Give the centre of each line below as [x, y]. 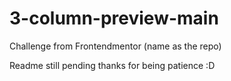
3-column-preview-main [114, 18]
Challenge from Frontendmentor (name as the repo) [115, 46]
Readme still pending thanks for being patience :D [112, 65]
